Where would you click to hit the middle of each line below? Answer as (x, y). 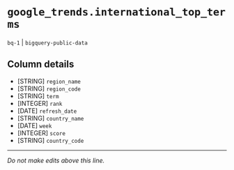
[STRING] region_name (49, 81)
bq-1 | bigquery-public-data (48, 42)
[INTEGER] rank (40, 103)
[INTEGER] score (41, 133)
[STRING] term (38, 95)
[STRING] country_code (50, 140)
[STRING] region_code (49, 88)
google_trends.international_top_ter (117, 12)
